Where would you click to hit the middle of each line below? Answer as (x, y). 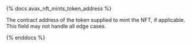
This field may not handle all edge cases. (56, 26)
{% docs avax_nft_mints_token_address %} (59, 9)
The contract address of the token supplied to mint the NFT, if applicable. (96, 20)
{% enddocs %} (26, 37)
